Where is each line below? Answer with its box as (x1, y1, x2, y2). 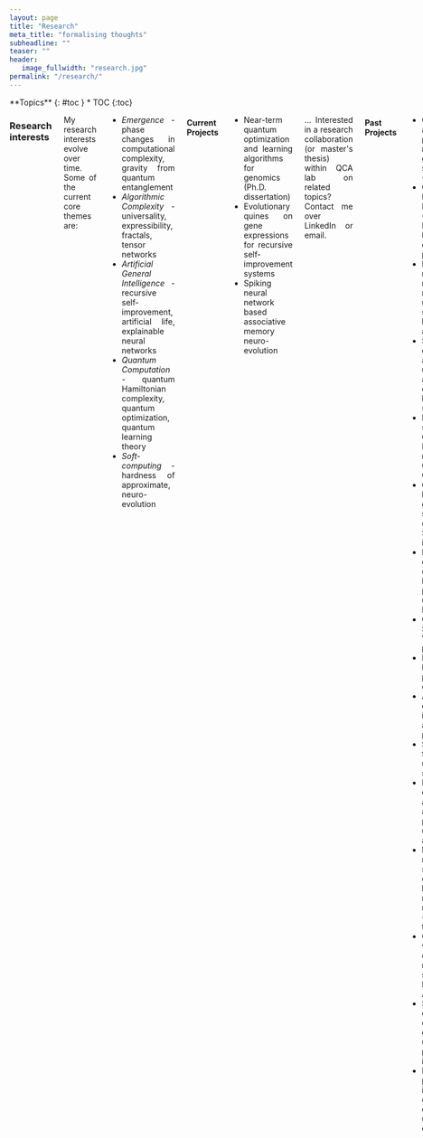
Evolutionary (243, 201, 291, 212)
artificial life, (121, 315, 175, 326)
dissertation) (243, 191, 291, 202)
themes (62, 210, 92, 221)
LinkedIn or (304, 220, 353, 230)
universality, (121, 210, 167, 221)
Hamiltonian (121, 383, 166, 394)
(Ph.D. (243, 182, 267, 193)
